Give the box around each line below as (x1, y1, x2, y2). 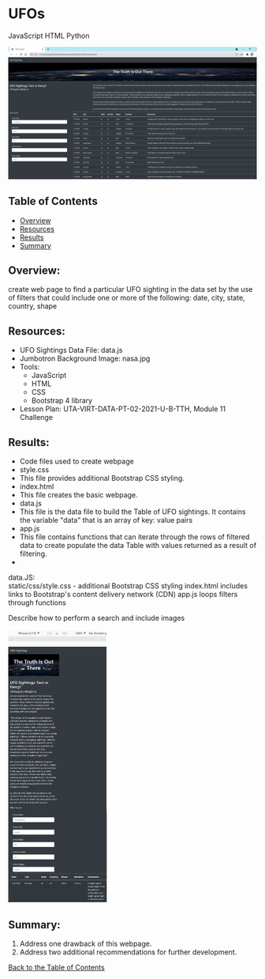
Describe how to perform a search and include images (8, 613, 185, 622)
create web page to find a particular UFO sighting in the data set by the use (8, 285, 253, 294)
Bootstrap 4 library (31, 396, 93, 406)
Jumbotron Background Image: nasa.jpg (19, 353, 151, 364)
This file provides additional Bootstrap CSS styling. (19, 473, 185, 482)
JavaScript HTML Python (8, 31, 90, 40)
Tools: (19, 362, 40, 372)
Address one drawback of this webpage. (19, 939, 152, 949)
